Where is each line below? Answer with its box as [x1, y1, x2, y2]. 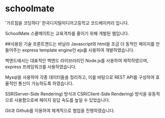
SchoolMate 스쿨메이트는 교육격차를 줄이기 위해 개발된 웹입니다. [5, 30, 130, 36]
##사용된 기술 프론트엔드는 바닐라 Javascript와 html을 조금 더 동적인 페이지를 [5, 40, 155, 47]
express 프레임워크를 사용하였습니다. [5, 64, 77, 70]
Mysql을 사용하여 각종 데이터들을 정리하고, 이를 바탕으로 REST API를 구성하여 [5, 74, 155, 80]
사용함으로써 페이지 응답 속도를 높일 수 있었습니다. [14, 97, 110, 103]
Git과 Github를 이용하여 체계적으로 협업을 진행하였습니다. [5, 107, 115, 114]
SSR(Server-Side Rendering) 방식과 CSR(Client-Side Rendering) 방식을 [5, 91, 147, 97]
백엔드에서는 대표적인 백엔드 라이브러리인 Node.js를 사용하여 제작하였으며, [5, 57, 149, 63]
